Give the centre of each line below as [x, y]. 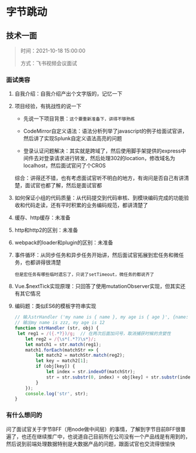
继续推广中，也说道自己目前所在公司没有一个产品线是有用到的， [114, 436]
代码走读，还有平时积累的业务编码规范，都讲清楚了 [86, 205]
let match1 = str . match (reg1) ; [63, 344]
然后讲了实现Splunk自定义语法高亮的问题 [73, 138]
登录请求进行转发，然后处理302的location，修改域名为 [109, 158]
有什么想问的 [24, 415]
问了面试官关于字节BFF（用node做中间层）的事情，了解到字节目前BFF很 [93, 429]
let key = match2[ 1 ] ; [62, 361]
